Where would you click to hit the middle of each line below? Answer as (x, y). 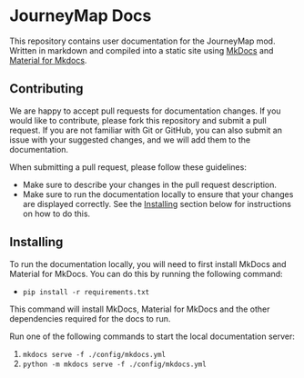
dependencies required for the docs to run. (90, 318)
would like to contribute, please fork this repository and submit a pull (138, 120)
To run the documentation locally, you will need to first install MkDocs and (148, 264)
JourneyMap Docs (81, 16)
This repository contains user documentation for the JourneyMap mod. (142, 41)
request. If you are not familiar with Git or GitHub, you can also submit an (146, 130)
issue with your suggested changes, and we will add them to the (130, 139)
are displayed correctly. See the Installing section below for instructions (157, 204)
